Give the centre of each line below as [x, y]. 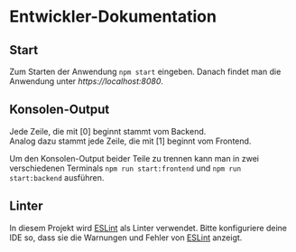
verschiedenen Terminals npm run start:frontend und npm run [125, 168]
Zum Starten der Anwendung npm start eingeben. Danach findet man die [145, 71]
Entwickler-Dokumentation [113, 17]
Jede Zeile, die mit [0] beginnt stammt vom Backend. [108, 131]
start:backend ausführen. [57, 177]
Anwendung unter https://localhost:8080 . [87, 81]
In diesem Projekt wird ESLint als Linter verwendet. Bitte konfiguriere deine [148, 228]
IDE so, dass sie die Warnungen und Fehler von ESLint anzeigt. [126, 238]
